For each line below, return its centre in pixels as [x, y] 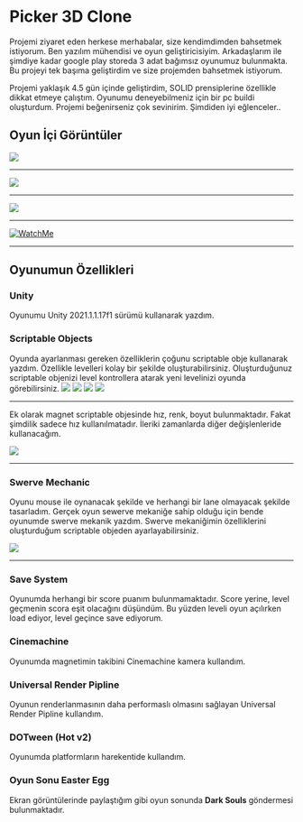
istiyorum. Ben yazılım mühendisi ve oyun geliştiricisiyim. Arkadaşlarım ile [146, 51]
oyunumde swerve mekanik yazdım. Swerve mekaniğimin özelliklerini [138, 522]
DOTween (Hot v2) [50, 737]
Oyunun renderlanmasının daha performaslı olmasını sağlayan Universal [143, 704]
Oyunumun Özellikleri [72, 270]
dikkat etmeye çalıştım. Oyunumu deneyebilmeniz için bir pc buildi [132, 97]
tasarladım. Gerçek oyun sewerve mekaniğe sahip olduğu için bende [137, 512]
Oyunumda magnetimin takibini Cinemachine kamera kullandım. [128, 661]
